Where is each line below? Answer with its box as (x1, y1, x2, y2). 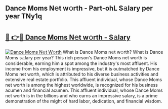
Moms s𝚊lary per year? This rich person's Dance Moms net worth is (5, 55, 147, 60)
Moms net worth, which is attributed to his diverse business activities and (5, 71, 158, 77)
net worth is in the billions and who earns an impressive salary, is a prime (5, 93, 158, 98)
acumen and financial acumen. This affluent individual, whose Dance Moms (5, 87, 163, 93)
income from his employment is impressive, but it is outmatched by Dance (5, 66, 160, 71)
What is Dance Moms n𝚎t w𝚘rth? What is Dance (62, 49, 163, 55)
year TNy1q (5, 12, 42, 21)
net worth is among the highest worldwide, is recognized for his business (5, 82, 158, 88)
